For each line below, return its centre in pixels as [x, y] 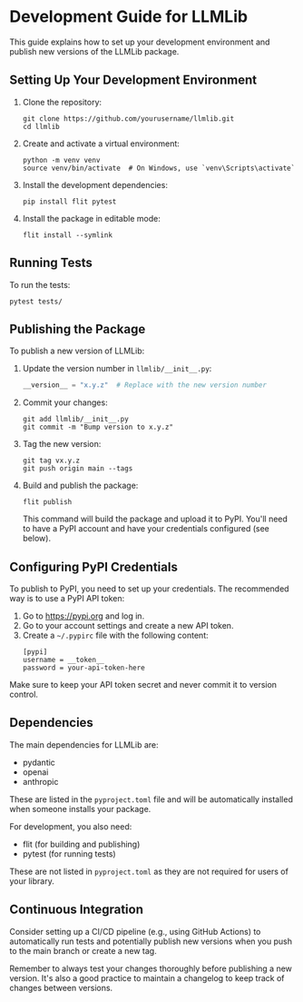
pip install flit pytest [69, 202]
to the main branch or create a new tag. [83, 950]
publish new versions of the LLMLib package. [94, 51]
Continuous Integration [76, 910]
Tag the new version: [62, 444]
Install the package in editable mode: [91, 218]
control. [24, 694]
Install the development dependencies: [95, 184]
